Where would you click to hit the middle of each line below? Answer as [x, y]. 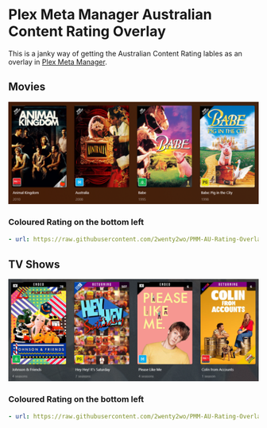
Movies [27, 87]
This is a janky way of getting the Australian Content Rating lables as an [125, 53]
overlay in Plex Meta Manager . [58, 62]
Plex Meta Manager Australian [110, 15]
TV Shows [34, 264]
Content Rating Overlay [87, 31]
